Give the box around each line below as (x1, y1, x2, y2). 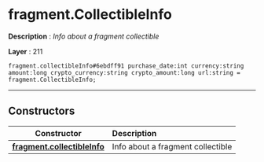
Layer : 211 (8, 46, 43, 56)
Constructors (8, 105, 75, 118)
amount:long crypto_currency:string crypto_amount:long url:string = (8, 68, 241, 76)
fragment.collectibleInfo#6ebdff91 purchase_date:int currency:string (8, 61, 244, 70)
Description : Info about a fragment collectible (8, 31, 159, 41)
